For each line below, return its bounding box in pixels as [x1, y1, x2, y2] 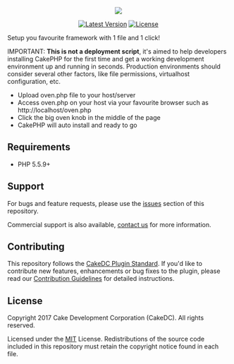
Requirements [7, 141, 70, 153]
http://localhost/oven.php [17, 106, 92, 114]
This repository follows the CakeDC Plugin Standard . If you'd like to [7, 260, 203, 268]
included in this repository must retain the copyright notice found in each [7, 342, 219, 351]
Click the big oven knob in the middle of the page [17, 114, 161, 121]
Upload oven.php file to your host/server [17, 91, 136, 99]
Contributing [7, 241, 65, 253]
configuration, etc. [7, 78, 61, 85]
